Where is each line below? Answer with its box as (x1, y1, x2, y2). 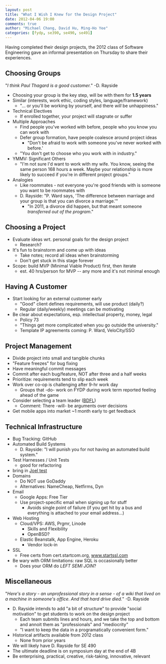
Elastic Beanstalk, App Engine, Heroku (19, 536, 99, 542)
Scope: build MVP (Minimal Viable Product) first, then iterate (12, 263, 137, 269)
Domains (12, 473, 31, 479)
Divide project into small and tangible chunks (12, 355, 105, 361)
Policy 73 (19, 317, 39, 323)
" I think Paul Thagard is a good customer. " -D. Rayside (5, 82, 118, 88)
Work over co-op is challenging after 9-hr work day (12, 382, 118, 388)
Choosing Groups (5, 69, 61, 78)
